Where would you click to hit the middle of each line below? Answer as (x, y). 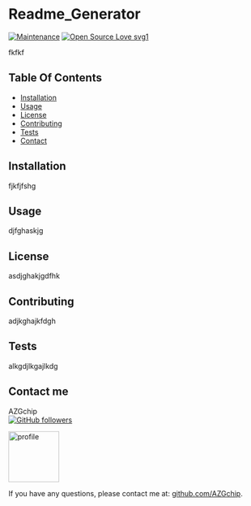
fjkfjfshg (22, 186)
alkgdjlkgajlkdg (33, 365)
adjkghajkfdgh (32, 321)
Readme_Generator (74, 14)
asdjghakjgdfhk (34, 276)
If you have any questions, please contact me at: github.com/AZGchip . (125, 493)
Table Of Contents (55, 78)
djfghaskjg (26, 231)
